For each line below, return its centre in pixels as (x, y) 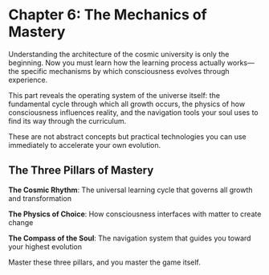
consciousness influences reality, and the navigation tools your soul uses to (133, 112)
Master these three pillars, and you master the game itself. (104, 262)
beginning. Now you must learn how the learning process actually (117, 63)
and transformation (40, 198)
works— (241, 63)
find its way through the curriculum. (67, 121)
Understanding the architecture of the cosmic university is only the (119, 54)
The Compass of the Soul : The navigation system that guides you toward (130, 238)
